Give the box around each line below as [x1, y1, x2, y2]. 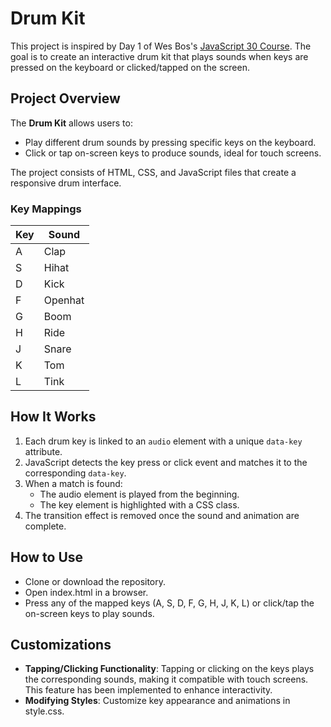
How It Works [10, 408, 97, 426]
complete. [24, 520, 67, 532]
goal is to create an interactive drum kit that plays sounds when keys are [10, 50, 309, 62]
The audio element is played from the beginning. [39, 488, 240, 500]
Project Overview [10, 90, 121, 107]
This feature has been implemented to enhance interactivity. [24, 684, 273, 696]
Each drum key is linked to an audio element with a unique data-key [24, 435, 303, 447]
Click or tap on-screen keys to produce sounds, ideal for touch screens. [24, 147, 322, 159]
